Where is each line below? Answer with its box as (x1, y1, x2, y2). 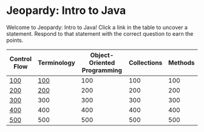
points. (6, 36, 24, 44)
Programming (81, 66, 123, 74)
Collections (128, 58, 163, 67)
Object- (90, 51, 114, 59)
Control (9, 54, 32, 63)
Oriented (89, 58, 115, 67)
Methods (168, 58, 195, 67)
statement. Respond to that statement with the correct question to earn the (6, 30, 194, 37)
